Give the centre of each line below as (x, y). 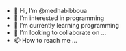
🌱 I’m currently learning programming (66, 25)
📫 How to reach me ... (45, 40)
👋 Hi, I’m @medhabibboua (50, 11)
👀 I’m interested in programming (59, 18)
